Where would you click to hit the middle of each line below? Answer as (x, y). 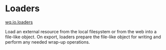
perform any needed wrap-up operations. (48, 42)
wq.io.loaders (19, 22)
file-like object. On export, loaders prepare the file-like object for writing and (83, 37)
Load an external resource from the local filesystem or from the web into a (81, 31)
